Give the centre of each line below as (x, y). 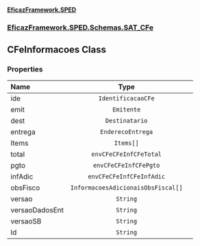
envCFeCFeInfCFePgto (126, 166)
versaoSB (26, 221)
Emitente (126, 110)
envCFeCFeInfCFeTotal (127, 154)
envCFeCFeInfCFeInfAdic (127, 177)
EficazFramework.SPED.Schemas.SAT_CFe (80, 27)
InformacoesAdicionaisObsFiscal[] (126, 188)
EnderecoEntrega (127, 132)
